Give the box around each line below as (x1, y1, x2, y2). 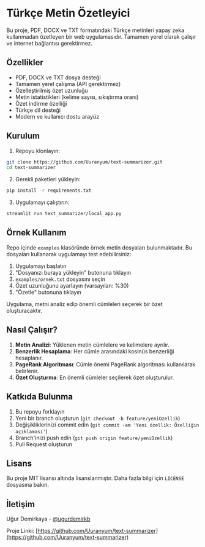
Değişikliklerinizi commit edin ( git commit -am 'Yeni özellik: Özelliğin (15, 421, 199, 428)
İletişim (6, 498, 35, 510)
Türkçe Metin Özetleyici (6, 6, 130, 20)
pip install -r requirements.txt (6, 187, 92, 194)
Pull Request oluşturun (15, 440, 72, 448)
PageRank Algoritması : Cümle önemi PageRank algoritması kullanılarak (15, 360, 196, 368)
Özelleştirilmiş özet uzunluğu (15, 87, 89, 94)
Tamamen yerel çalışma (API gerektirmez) (15, 80, 121, 87)
